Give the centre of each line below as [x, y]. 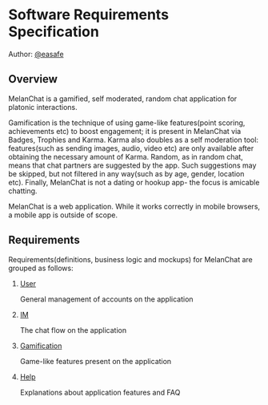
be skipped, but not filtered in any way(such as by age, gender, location [126, 173]
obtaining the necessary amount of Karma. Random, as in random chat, [126, 156]
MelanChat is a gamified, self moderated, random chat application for [123, 99]
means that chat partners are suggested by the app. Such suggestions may [132, 165]
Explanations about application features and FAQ [100, 392]
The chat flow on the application [73, 330]
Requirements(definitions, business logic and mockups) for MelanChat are [131, 259]
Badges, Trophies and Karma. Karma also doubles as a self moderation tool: [133, 140]
